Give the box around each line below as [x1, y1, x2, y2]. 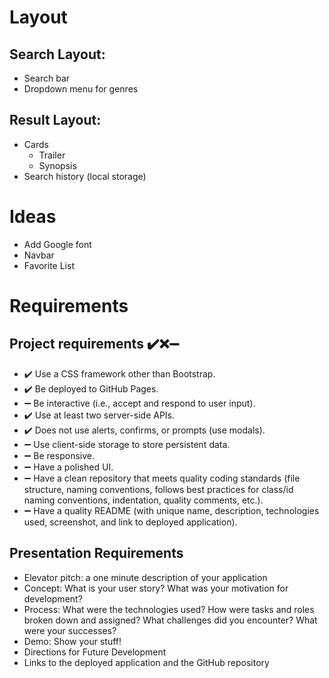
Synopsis [38, 159, 77, 171]
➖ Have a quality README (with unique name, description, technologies [23, 504, 320, 516]
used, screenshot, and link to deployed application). [23, 516, 238, 528]
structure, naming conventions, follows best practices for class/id [23, 483, 294, 495]
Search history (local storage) [23, 170, 147, 182]
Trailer [38, 149, 66, 161]
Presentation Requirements [9, 545, 184, 562]
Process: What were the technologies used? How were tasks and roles [23, 603, 315, 615]
